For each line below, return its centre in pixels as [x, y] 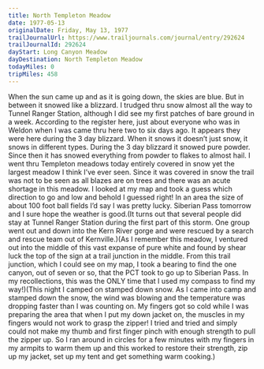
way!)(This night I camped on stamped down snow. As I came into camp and [132, 289]
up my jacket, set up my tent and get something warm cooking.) [112, 356]
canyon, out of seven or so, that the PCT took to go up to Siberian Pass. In [128, 272]
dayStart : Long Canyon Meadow [58, 52]
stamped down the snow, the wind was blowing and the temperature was [127, 297]
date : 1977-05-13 [37, 23]
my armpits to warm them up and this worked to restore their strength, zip [128, 348]
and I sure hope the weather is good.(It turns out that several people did [125, 214]
